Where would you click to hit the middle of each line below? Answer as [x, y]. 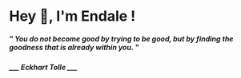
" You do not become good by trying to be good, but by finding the [121, 38]
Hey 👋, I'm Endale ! [72, 16]
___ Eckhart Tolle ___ [44, 68]
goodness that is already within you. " [74, 47]
